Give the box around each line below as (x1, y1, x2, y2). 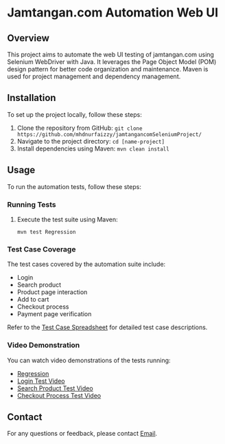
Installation (7, 92, 56, 104)
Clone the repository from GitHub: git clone (16, 124, 143, 132)
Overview (7, 32, 50, 44)
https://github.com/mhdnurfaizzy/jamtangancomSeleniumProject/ (16, 131, 202, 138)
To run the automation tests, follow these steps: (7, 182, 142, 190)
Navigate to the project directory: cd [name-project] (16, 137, 165, 145)
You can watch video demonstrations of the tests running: (7, 356, 171, 364)
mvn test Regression (16, 228, 76, 235)
